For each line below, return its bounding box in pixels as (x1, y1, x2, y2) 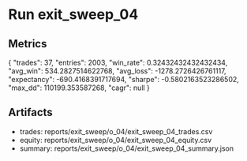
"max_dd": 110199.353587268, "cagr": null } (8, 83, 150, 92)
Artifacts (8, 106, 53, 119)
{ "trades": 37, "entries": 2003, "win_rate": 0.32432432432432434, (8, 58, 228, 67)
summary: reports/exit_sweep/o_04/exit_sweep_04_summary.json (19, 144, 234, 153)
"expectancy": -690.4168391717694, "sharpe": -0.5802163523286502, (8, 75, 239, 84)
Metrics (8, 37, 47, 51)
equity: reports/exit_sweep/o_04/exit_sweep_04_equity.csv (19, 135, 212, 144)
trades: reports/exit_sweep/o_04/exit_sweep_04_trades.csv (19, 126, 213, 136)
